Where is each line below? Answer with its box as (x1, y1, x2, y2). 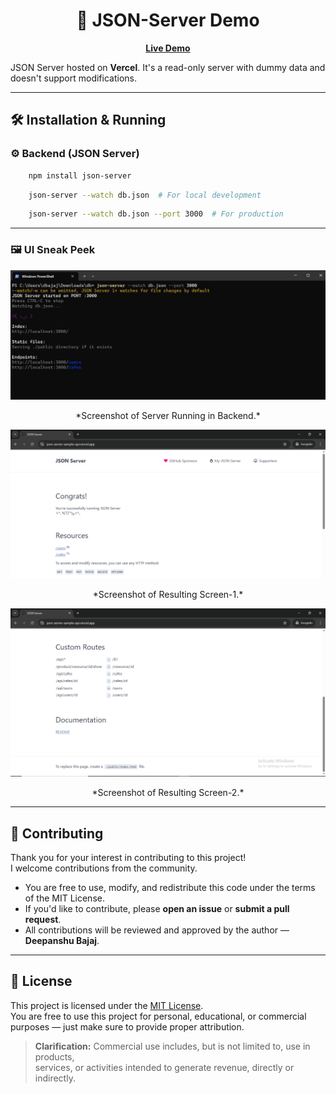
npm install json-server (28, 170, 132, 181)
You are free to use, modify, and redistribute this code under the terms (24, 882, 316, 893)
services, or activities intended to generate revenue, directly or (34, 1061, 295, 1073)
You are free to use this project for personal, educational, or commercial (10, 1010, 307, 1022)
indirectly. (34, 1072, 76, 1084)
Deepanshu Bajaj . (24, 935, 100, 946)
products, (34, 1050, 75, 1063)
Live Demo (145, 42, 191, 54)
